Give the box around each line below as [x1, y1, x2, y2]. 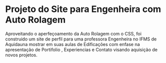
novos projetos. [5, 51, 38, 58]
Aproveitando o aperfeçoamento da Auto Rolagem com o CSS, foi [5, 30, 142, 36]
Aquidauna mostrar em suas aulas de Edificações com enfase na [5, 41, 140, 47]
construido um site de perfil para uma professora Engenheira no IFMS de [5, 36, 157, 42]
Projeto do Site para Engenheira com [5, 3, 161, 15]
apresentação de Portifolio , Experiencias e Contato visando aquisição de [5, 46, 158, 52]
